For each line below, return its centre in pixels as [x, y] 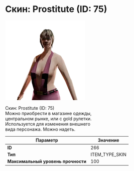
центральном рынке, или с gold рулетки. [49, 119]
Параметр [47, 140]
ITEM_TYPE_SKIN [109, 154]
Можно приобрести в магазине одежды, [48, 113]
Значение [109, 140]
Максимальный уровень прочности [47, 162]
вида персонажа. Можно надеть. [40, 129]
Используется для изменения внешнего [48, 124]
